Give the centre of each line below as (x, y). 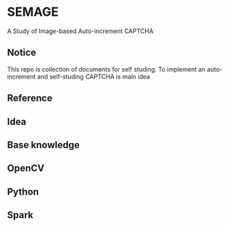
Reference (30, 98)
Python (23, 192)
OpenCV (26, 168)
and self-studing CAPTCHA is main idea (94, 76)
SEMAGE (33, 12)
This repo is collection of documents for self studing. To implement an (106, 69)
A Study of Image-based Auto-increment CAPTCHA (80, 31)
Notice (22, 53)
